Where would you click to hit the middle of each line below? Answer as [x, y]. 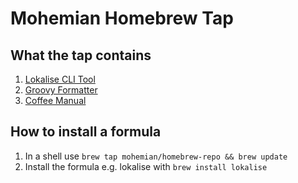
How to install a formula [86, 132]
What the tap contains [81, 55]
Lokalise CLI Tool [60, 79]
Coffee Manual [55, 100]
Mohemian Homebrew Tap [122, 18]
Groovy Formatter [61, 90]
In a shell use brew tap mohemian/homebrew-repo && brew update [156, 156]
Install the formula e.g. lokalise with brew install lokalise [146, 166]
